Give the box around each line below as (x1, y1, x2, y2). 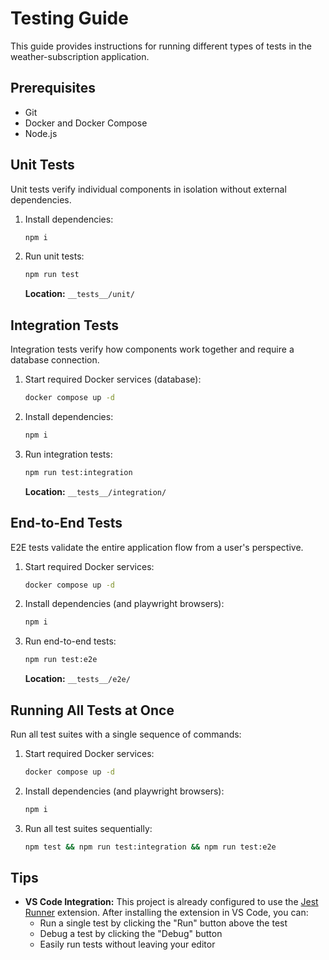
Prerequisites (10, 80, 96, 97)
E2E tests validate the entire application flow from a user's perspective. (10, 541, 304, 553)
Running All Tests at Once (10, 702, 175, 719)
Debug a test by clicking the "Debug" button (39, 928, 223, 940)
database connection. (10, 354, 100, 366)
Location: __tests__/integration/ (24, 485, 167, 497)
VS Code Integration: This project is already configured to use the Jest (24, 896, 319, 908)
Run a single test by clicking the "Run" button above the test (39, 917, 288, 929)
